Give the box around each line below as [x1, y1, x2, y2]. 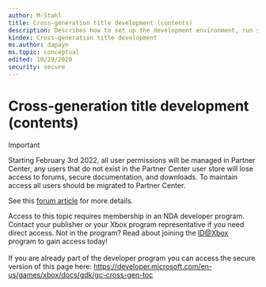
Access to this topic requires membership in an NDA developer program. [8, 211, 245, 221]
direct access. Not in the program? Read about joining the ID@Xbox [8, 228, 229, 237]
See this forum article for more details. [8, 195, 134, 206]
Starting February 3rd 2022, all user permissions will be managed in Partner [8, 155, 256, 164]
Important [8, 140, 40, 149]
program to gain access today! [8, 236, 108, 246]
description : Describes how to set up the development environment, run [8, 26, 253, 34]
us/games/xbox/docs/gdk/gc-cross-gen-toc [8, 270, 154, 279]
